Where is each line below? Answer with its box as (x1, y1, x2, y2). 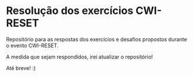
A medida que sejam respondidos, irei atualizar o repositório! (6, 53, 153, 60)
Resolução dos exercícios (6, 4, 134, 17)
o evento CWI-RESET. (6, 42, 59, 49)
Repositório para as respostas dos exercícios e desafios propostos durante (6, 36, 188, 43)
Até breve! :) (6, 64, 36, 71)
